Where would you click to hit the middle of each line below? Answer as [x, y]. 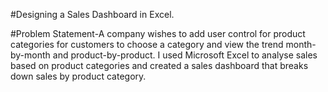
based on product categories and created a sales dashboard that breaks [159, 65]
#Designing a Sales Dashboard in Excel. [92, 14]
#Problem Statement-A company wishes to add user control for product [158, 33]
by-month [30, 55]
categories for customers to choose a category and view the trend [147, 44]
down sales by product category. [78, 76]
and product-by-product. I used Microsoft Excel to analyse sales [185, 55]
